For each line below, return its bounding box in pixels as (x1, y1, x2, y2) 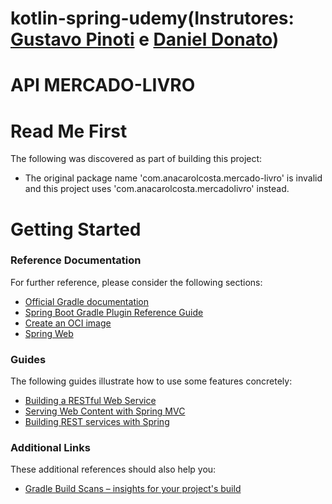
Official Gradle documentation (24, 295, 150, 307)
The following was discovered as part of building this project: (10, 153, 263, 165)
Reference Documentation (10, 253, 142, 267)
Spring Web (24, 327, 74, 339)
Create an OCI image (24, 317, 112, 329)
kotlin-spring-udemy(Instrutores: (10, 7, 295, 30)
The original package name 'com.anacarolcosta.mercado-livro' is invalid (24, 172, 323, 184)
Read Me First (10, 120, 128, 142)
